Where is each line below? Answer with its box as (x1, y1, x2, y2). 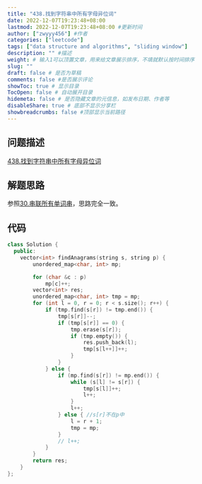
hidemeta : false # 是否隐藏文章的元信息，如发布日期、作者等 (7, 96, 170, 103)
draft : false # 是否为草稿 (7, 69, 81, 76)
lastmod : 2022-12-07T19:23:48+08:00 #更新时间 (7, 23, 143, 30)
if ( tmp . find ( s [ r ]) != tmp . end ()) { (44, 306, 153, 314)
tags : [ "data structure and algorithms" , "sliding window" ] (7, 43, 189, 50)
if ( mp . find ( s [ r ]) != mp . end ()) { (57, 372, 160, 379)
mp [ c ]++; (44, 280, 71, 287)
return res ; (32, 457, 69, 464)
